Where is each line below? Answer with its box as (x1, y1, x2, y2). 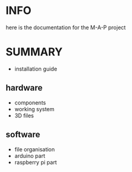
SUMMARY (5, 45, 63, 59)
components (14, 98, 46, 106)
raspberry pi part (14, 159, 57, 166)
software (5, 129, 41, 140)
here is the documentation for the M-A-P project (5, 24, 126, 31)
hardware (5, 83, 43, 93)
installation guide (14, 65, 58, 72)
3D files (14, 112, 34, 119)
